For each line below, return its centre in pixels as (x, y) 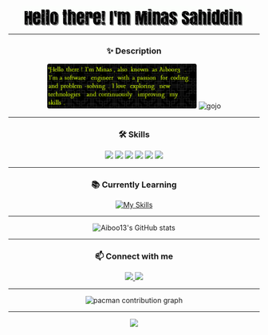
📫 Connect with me (134, 256)
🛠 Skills (134, 134)
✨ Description (134, 51)
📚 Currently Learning (134, 185)
